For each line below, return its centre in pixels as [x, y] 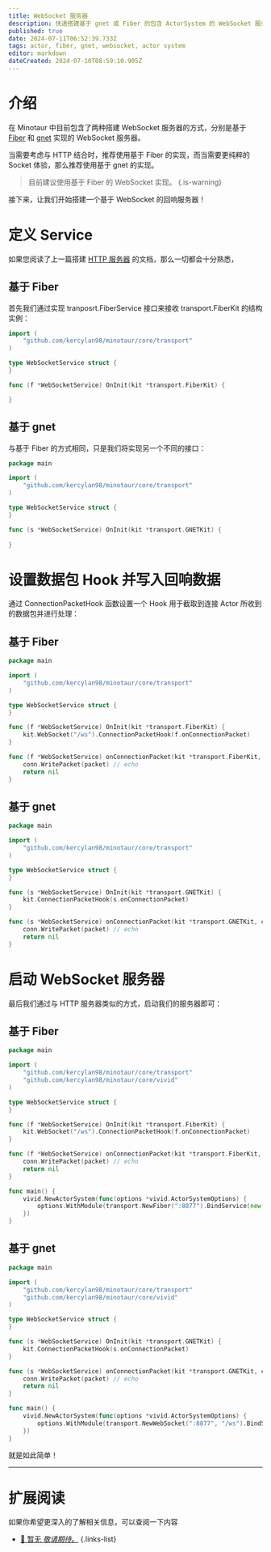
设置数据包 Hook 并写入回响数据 [115, 580]
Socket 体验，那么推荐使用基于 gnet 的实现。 [83, 165]
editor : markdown [38, 53]
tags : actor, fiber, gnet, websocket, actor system [97, 46]
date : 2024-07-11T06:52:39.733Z [63, 38]
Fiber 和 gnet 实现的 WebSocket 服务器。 [77, 138]
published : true [35, 31]
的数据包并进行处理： [44, 614]
